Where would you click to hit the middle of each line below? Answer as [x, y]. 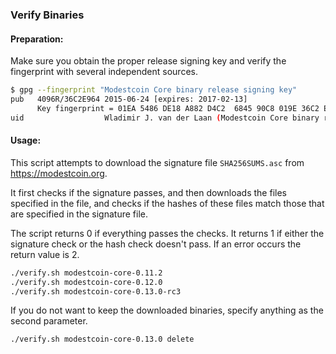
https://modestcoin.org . [59, 173]
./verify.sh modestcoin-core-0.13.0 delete [102, 339]
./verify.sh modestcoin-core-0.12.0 [86, 282]
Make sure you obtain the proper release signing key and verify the [148, 61]
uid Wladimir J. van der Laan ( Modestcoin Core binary [165, 118]
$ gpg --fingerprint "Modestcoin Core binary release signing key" [154, 90]
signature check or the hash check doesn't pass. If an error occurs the [156, 244]
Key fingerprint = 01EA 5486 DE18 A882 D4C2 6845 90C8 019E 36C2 [178, 108]
